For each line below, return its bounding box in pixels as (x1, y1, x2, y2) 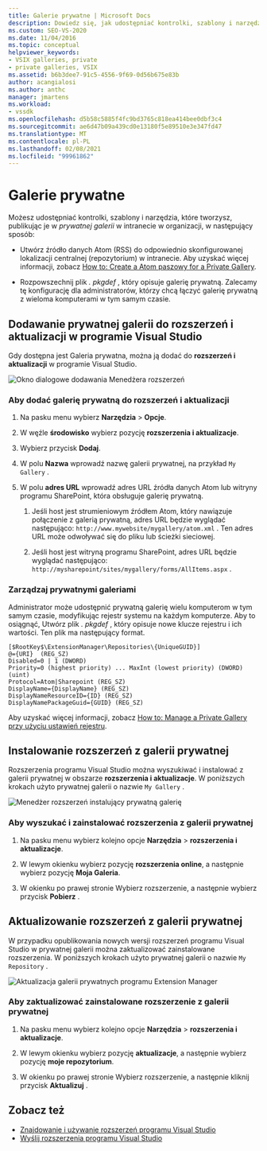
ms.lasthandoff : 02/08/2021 (8, 145, 102, 153)
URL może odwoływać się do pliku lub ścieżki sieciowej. (31, 532, 216, 542)
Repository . (8, 961, 48, 970)
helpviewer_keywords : (8, 49, 80, 56)
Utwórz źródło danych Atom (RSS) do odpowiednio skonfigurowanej (19, 245, 244, 255)
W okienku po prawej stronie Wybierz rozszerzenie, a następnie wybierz (19, 883, 257, 892)
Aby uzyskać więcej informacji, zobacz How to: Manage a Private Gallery (8, 713, 248, 722)
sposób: (8, 230, 35, 239)
